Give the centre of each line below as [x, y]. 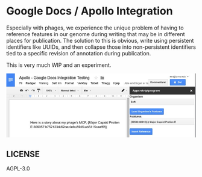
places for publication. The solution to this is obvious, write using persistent [100, 40]
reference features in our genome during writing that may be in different [96, 34]
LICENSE [23, 154]
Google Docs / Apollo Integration [90, 11]
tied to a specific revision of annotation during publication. [79, 53]
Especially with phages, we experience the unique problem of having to [95, 28]
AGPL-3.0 [18, 169]
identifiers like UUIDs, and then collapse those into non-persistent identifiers [101, 47]
